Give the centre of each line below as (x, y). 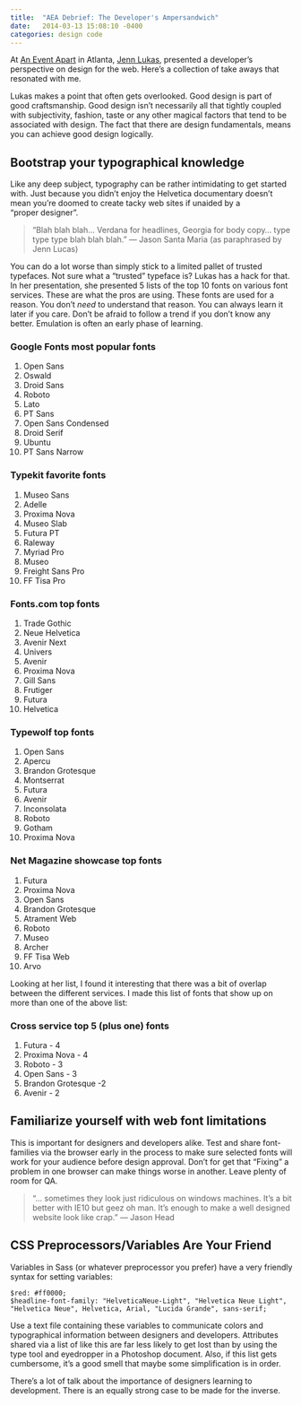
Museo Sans (46, 495)
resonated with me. (46, 79)
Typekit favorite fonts (58, 475)
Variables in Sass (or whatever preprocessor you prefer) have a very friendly (151, 1267)
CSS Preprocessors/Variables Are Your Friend (141, 1246)
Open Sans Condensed (66, 423)
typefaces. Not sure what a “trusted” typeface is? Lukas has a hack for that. (150, 276)
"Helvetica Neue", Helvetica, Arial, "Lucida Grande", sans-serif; (139, 1309)
